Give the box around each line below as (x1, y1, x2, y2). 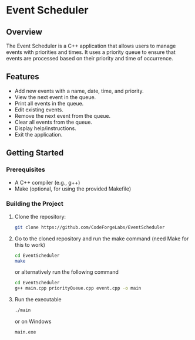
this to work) (14, 241, 46, 248)
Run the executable (14, 296, 62, 303)
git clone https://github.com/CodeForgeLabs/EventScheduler (14, 224, 165, 230)
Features (6, 72, 39, 82)
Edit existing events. (14, 106, 63, 113)
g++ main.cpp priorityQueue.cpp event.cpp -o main (14, 285, 142, 291)
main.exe (14, 329, 36, 335)
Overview (6, 27, 43, 37)
